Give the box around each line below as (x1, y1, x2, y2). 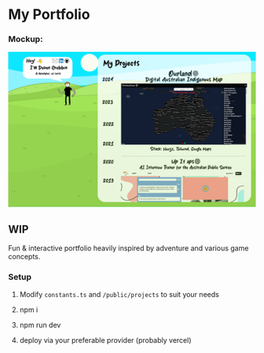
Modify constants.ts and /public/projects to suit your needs (19, 289, 220, 299)
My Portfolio (8, 6, 90, 24)
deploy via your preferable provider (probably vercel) (19, 335, 192, 344)
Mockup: (8, 34, 43, 45)
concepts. (8, 252, 41, 262)
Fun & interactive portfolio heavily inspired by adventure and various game (8, 243, 249, 253)
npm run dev (19, 320, 61, 329)
